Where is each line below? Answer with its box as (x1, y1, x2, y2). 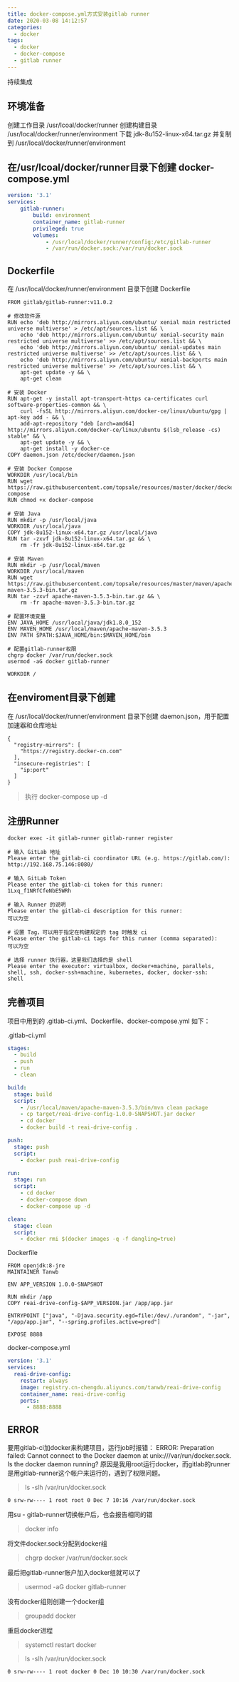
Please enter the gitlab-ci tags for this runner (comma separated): (7, 935, 218, 942)
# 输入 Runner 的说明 (7, 901, 66, 908)
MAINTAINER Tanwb (7, 1269, 59, 1276)
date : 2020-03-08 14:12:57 (7, 17, 87, 24)
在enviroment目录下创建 (7, 692, 116, 704)
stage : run (14, 1176, 46, 1184)
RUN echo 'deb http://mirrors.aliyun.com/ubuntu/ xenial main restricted (7, 319, 231, 326)
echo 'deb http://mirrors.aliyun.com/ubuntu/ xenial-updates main (20, 344, 221, 351)
